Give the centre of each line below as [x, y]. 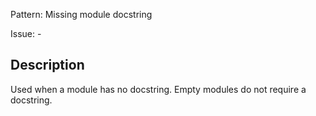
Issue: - [26, 33]
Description [47, 65]
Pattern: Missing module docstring [81, 14]
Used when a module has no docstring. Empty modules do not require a [158, 89]
